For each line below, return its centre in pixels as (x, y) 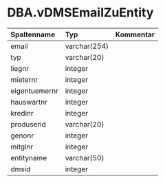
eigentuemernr (34, 91)
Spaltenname (33, 34)
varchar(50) (85, 158)
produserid (29, 124)
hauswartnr (29, 102)
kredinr (22, 113)
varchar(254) (87, 46)
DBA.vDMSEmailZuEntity (80, 13)
